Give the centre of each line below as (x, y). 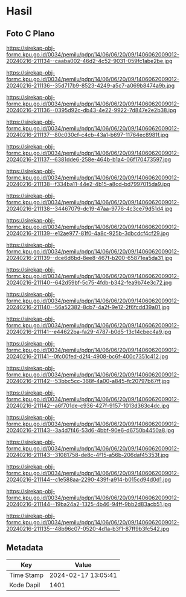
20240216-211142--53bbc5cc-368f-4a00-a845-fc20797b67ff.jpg (88, 381)
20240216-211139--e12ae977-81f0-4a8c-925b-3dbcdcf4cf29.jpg (88, 233)
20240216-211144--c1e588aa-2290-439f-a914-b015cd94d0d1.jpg (89, 479)
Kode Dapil (25, 585)
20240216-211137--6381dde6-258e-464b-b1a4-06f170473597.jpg (88, 159)
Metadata (25, 548)
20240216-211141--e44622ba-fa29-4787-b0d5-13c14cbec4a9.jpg (89, 332)
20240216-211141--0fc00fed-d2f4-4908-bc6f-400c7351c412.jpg (87, 356)
